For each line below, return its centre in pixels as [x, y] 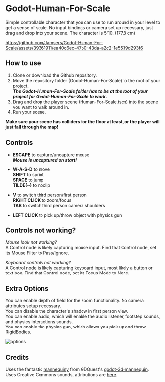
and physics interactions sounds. [39, 322]
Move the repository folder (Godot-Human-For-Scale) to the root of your [86, 80]
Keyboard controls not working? [38, 263]
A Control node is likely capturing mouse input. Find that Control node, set [81, 248]
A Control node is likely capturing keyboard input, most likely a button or [79, 268]
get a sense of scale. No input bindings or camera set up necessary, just [79, 27]
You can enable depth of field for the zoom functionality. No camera [75, 301]
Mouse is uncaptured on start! [45, 160]
